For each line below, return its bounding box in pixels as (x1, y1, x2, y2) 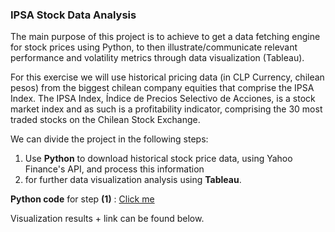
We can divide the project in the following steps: (10, 133, 209, 145)
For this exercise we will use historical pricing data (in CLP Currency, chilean (10, 71, 325, 83)
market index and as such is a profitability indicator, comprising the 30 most (10, 103, 323, 115)
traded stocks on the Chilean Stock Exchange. (10, 114, 201, 126)
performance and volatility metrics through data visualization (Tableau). (10, 52, 305, 64)
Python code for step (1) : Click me (10, 193, 155, 205)
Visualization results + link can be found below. (10, 213, 205, 225)
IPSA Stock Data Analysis (10, 8, 137, 22)
